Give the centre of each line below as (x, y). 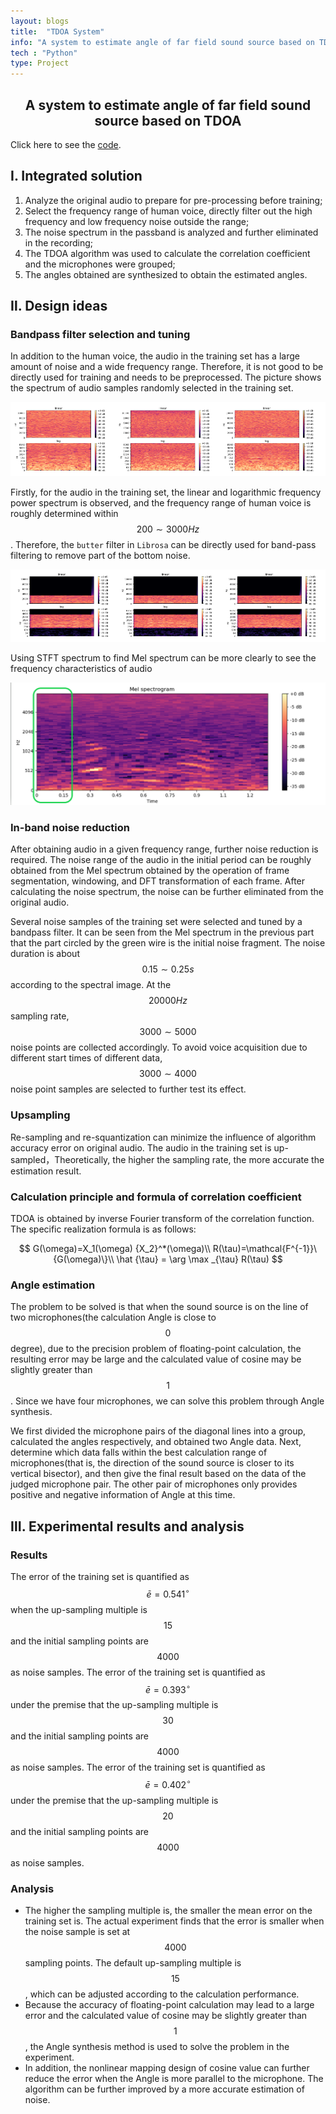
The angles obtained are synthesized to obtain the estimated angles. (166, 274)
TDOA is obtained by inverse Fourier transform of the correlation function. (162, 1218)
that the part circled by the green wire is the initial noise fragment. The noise (168, 943)
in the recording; (59, 242)
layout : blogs (40, 21)
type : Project (40, 63)
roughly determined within (64, 513)
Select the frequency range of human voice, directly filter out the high (168, 211)
